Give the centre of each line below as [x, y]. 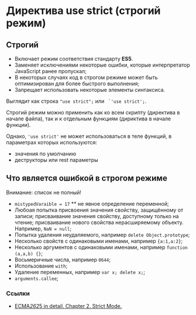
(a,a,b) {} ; [28, 253]
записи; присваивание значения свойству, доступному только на [97, 216]
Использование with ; [41, 266]
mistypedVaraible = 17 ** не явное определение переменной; [92, 203]
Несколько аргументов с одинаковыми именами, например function [101, 247]
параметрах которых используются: [52, 142]
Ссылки [18, 293]
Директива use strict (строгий [83, 11]
